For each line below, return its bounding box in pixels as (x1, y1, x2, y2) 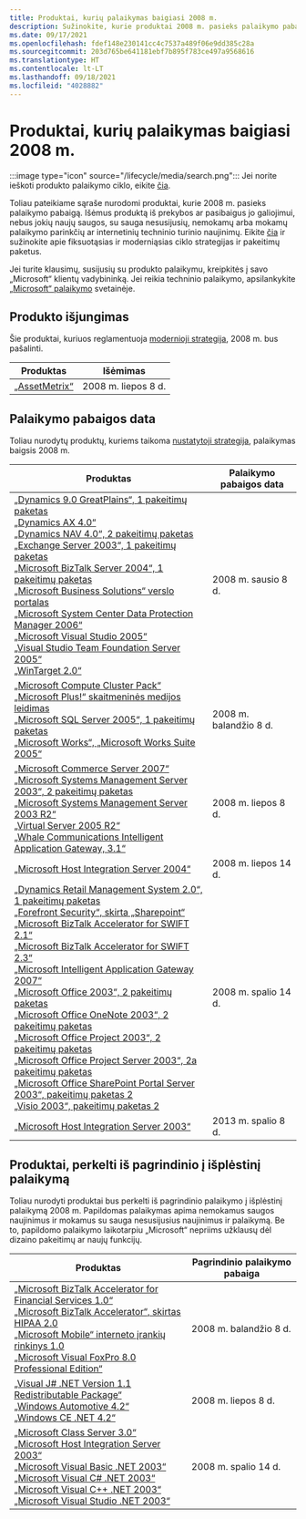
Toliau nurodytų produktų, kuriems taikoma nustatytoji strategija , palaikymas (9, 435, 296, 447)
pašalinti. (9, 343, 44, 354)
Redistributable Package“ (14, 1389, 122, 1400)
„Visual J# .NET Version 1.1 (14, 1378, 132, 1390)
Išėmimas (102, 365, 146, 377)
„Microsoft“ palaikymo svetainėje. (9, 283, 136, 294)
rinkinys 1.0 (14, 1339, 66, 1352)
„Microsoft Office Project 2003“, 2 (14, 1031, 161, 1044)
